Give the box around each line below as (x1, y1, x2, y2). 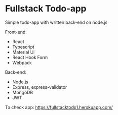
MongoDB (12, 89, 33, 95)
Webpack (12, 59, 32, 65)
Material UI (12, 49, 35, 55)
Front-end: (5, 29, 27, 35)
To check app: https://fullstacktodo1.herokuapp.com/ (5, 104, 113, 110)
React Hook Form (12, 54, 48, 60)
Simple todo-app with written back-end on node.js (5, 19, 108, 25)
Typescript (12, 44, 35, 50)
